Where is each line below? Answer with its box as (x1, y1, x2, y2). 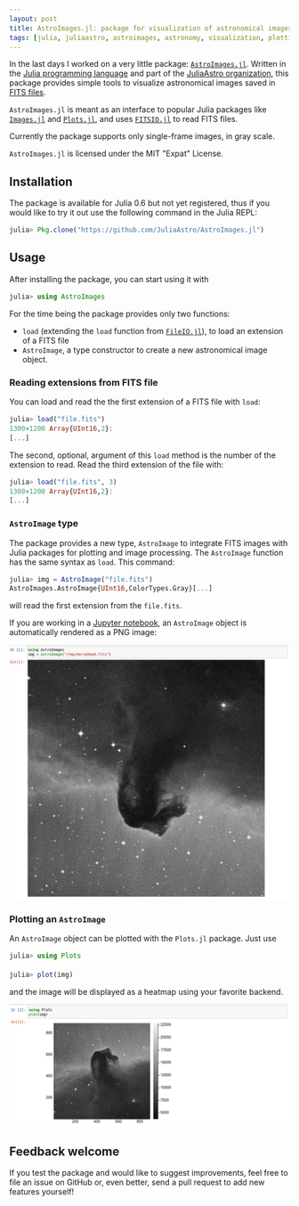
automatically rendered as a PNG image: (9, 627, 158, 638)
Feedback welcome (9, 1144, 120, 1159)
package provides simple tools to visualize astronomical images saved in (9, 77, 276, 88)
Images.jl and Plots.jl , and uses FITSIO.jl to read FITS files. (9, 114, 238, 125)
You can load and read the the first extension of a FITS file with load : (9, 396, 261, 407)
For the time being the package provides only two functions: (9, 308, 230, 319)
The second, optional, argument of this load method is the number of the (9, 450, 276, 460)
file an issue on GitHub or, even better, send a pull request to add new (9, 1177, 265, 1188)
